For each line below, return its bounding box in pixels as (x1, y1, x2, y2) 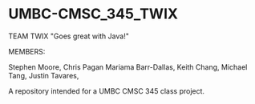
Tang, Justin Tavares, (8, 70, 79, 80)
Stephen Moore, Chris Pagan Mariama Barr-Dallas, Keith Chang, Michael (8, 62, 248, 72)
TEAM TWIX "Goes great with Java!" (8, 31, 130, 41)
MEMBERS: (8, 46, 46, 56)
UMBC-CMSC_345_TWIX (8, 5, 179, 23)
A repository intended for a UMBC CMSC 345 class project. (8, 86, 205, 96)
